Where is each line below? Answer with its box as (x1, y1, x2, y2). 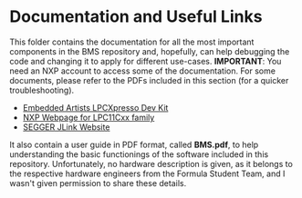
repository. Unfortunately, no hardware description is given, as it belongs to (9, 158, 294, 169)
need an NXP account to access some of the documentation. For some (9, 65, 276, 76)
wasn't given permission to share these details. (9, 177, 187, 188)
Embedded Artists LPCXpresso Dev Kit (22, 102, 169, 113)
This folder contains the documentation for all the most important (9, 36, 255, 47)
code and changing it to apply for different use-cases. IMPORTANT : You (9, 55, 282, 66)
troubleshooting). (9, 84, 75, 95)
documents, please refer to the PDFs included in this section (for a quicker (9, 74, 289, 85)
